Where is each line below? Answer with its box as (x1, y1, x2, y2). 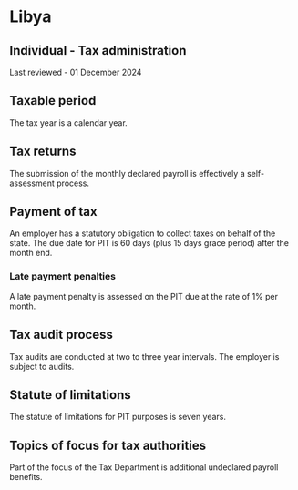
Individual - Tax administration (9, 43, 187, 58)
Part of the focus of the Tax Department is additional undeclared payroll (9, 462, 279, 473)
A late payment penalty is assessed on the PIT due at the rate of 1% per (9, 291, 279, 301)
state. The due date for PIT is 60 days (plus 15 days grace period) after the (9, 238, 290, 249)
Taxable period (9, 93, 97, 108)
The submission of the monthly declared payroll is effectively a (9, 168, 245, 179)
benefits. (9, 472, 43, 483)
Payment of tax (9, 204, 98, 219)
